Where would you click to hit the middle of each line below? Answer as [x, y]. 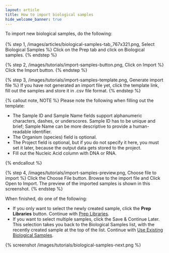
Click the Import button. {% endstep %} [46, 70]
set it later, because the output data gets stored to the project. [77, 148]
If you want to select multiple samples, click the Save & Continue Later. [86, 219]
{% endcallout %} [24, 163]
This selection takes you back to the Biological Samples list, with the [83, 225]
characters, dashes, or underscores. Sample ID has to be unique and [84, 121]
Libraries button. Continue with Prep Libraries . [61, 214]
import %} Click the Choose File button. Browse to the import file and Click [83, 178]
